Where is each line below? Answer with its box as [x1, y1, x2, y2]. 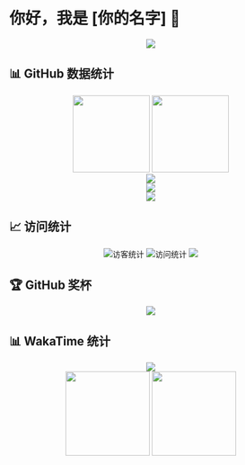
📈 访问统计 [9, 219, 72, 235]
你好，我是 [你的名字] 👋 [9, 8, 181, 29]
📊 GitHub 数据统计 [9, 67, 115, 82]
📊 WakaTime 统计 [9, 334, 111, 349]
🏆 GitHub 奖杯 [9, 277, 92, 292]
